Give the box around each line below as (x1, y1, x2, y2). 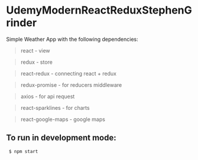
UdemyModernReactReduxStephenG (6, 4, 192, 17)
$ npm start (8, 148, 38, 154)
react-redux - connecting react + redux (20, 70, 117, 77)
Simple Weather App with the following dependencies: (6, 35, 138, 43)
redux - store (20, 58, 53, 66)
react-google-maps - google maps (20, 116, 105, 123)
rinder (6, 16, 37, 30)
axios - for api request (20, 93, 75, 100)
